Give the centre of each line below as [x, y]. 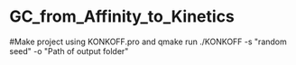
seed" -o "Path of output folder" [69, 51]
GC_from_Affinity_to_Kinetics [122, 17]
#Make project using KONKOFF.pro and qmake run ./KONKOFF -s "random [148, 42]
